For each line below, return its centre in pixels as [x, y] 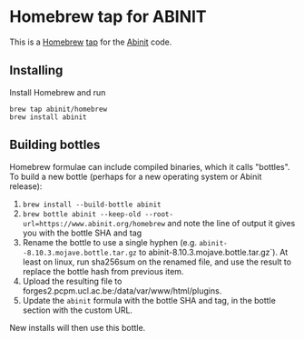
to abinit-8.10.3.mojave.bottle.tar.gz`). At [214, 252]
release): [26, 186]
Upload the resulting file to [72, 281]
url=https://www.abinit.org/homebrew [94, 224]
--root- [159, 214]
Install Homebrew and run [58, 92]
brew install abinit [49, 117]
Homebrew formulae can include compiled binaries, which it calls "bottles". [150, 166]
